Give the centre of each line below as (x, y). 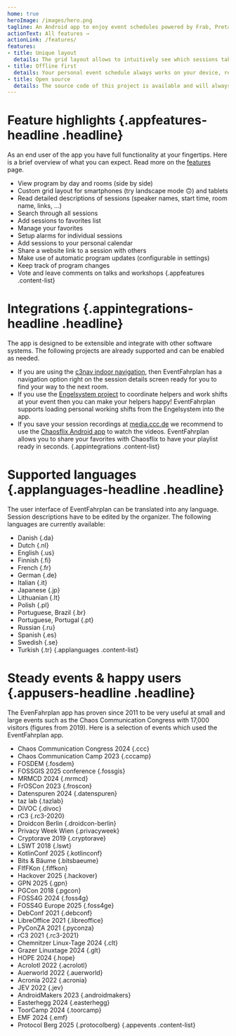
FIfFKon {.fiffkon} (42, 868)
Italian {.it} (32, 583)
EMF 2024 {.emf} (42, 1017)
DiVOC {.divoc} (39, 808)
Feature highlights (61, 121)
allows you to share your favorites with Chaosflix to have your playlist (118, 439)
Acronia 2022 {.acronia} (52, 980)
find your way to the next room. (63, 387)
